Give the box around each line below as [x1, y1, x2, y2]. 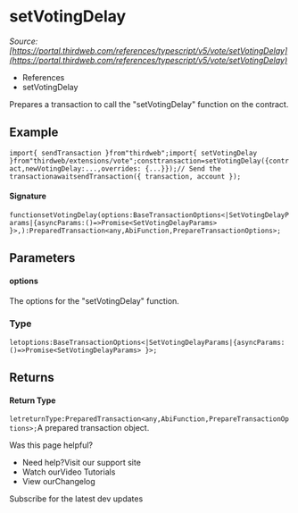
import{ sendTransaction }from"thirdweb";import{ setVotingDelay [9, 148, 257, 157]
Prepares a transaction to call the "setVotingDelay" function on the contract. [9, 98, 289, 109]
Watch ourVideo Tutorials [21, 467, 116, 477]
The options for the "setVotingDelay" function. [9, 295, 180, 306]
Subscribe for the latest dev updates [9, 493, 144, 504]
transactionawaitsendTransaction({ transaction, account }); [9, 172, 242, 181]
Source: [9, 36, 38, 46]
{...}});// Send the [145, 164, 221, 173]
